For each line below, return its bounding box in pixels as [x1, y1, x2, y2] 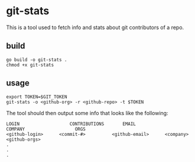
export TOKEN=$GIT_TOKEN [6, 94, 67, 100]
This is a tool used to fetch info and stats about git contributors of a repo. [6, 24, 184, 31]
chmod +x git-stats [6, 62, 54, 68]
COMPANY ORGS [6, 126, 86, 132]
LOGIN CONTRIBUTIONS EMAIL [6, 120, 136, 127]
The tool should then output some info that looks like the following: [6, 109, 168, 116]
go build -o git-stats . [6, 56, 67, 63]
